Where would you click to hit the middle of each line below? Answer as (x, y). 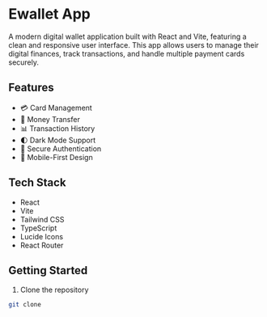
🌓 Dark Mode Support (57, 140)
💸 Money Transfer (50, 119)
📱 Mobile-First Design (56, 157)
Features (31, 88)
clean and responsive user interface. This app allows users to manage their (133, 44)
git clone (25, 305)
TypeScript (38, 228)
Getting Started (48, 271)
